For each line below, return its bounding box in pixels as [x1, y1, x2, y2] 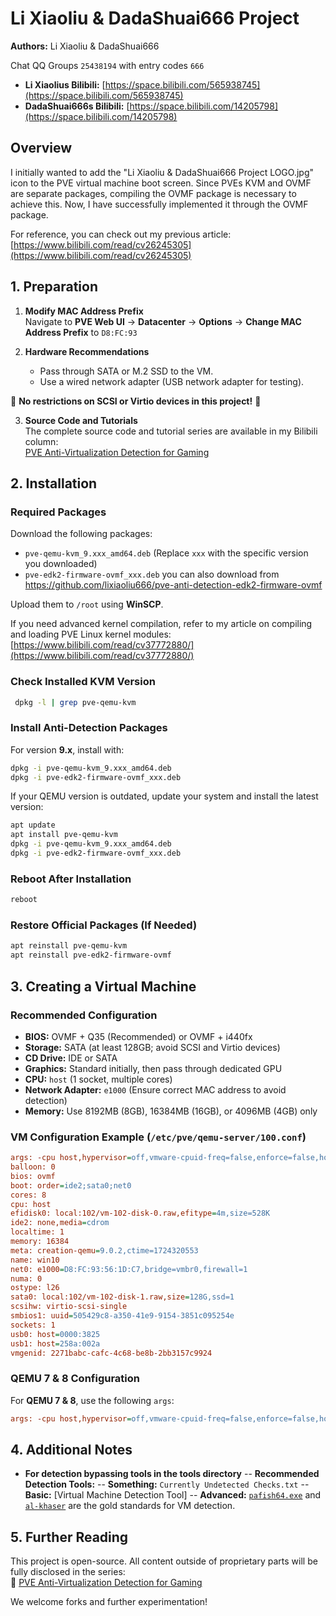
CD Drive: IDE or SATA [24, 1052, 118, 1064]
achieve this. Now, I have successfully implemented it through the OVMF [10, 198, 309, 210]
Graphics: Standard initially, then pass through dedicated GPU [24, 1062, 283, 1074]
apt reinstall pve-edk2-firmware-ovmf [10, 950, 172, 961]
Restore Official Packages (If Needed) [10, 918, 198, 932]
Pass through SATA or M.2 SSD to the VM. [39, 365, 214, 377]
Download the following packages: [10, 528, 153, 540]
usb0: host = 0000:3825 [10, 1329, 101, 1339]
